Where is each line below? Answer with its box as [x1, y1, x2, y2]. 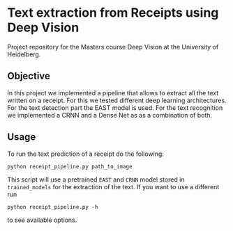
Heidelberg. [7, 50, 41, 58]
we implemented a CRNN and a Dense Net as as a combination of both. [7, 111, 213, 119]
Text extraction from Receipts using [7, 5, 219, 21]
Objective [7, 70, 51, 82]
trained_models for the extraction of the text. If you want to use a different [7, 182, 220, 191]
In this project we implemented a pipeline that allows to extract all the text [7, 88, 219, 97]
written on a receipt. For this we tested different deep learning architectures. [7, 96, 227, 104]
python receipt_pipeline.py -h [7, 203, 98, 210]
